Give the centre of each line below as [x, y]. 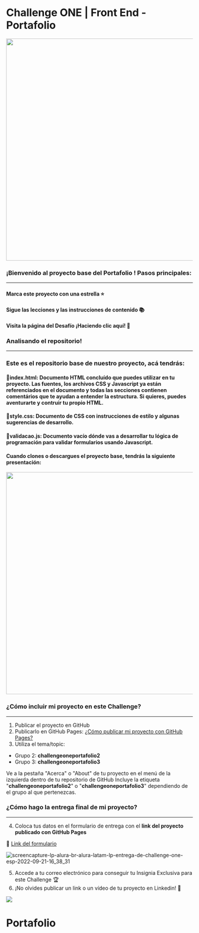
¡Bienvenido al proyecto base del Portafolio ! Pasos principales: [99, 272]
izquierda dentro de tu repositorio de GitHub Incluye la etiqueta [83, 780]
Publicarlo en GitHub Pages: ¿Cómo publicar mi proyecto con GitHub [99, 731]
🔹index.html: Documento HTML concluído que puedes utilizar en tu [91, 377]
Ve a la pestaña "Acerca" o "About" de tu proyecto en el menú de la [88, 773]
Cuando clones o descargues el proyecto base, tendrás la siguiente [91, 456]
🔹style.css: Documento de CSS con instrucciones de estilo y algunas [93, 416]
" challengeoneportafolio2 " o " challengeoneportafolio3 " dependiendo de [97, 785]
